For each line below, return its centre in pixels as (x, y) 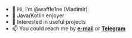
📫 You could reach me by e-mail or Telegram (69, 28)
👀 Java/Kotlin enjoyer (38, 15)
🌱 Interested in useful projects (49, 22)
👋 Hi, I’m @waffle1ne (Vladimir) (50, 9)
